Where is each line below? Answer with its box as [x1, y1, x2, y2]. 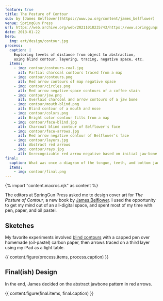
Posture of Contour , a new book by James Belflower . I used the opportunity [5, 197, 156, 203]
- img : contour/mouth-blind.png [14, 102, 79, 107]
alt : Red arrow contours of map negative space [17, 79, 116, 84]
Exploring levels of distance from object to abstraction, [14, 52, 136, 57]
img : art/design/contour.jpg [9, 39, 68, 44]
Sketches [5, 222, 34, 230]
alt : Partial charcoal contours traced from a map [17, 70, 123, 75]
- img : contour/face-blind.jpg [14, 120, 77, 125]
